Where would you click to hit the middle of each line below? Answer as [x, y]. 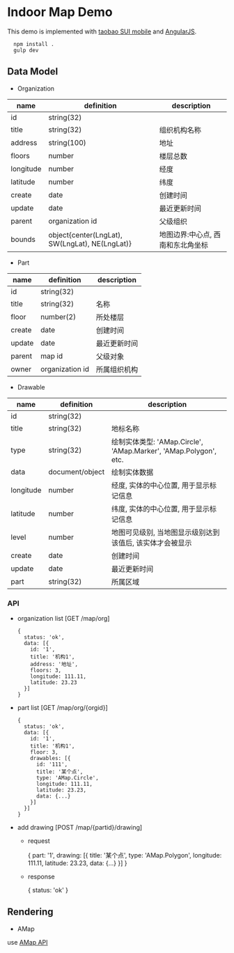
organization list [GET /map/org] [63, 619]
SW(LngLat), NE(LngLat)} [90, 243]
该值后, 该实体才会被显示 [151, 543]
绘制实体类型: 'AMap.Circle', [157, 442]
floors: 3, [46, 671]
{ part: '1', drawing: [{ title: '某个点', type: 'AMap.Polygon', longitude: [125, 855]
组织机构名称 [180, 130]
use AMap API [28, 942]
